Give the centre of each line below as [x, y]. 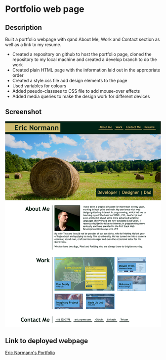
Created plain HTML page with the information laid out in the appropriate [86, 70]
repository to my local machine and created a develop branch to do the [84, 60]
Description [23, 28]
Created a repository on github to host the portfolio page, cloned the [82, 54]
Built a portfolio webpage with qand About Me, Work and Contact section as [83, 39]
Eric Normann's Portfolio [30, 353]
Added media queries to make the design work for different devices [81, 96]
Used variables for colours [39, 86]
